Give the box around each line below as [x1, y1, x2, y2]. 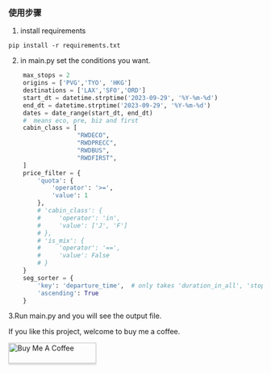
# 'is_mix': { [37, 237, 85, 245]
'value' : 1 [51, 191, 89, 199]
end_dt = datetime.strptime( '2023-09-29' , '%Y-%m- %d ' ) [23, 101, 211, 110]
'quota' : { [37, 176, 74, 185]
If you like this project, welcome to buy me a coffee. [8, 327, 181, 337]
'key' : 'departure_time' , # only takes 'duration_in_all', [37, 281, 244, 290]
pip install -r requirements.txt [8, 42, 121, 50]
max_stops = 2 [23, 71, 70, 80]
